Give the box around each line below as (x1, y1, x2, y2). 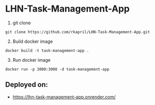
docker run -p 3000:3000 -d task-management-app (5, 67, 110, 72)
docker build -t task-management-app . (5, 48, 89, 53)
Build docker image (12, 38, 53, 44)
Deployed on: (5, 80, 48, 89)
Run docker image (12, 57, 51, 63)
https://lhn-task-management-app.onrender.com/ (12, 94, 116, 100)
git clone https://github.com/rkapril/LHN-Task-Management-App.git (5, 29, 150, 34)
